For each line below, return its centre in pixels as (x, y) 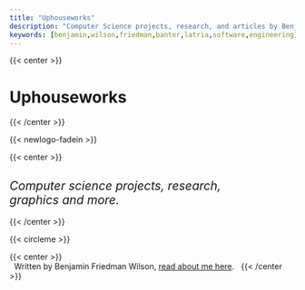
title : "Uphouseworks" (52, 18)
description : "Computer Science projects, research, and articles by (144, 26)
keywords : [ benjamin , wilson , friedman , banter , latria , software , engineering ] (154, 34)
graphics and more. (64, 200)
